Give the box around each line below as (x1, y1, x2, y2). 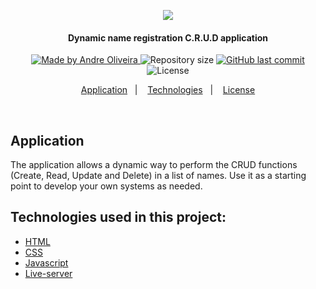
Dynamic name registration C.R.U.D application (67, 31, 269, 44)
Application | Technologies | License (80, 84, 256, 96)
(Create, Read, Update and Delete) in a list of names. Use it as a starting (10, 170, 307, 182)
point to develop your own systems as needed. (10, 180, 203, 192)
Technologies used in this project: (10, 209, 227, 226)
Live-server (24, 267, 73, 279)
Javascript (24, 256, 69, 269)
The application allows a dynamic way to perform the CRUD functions (10, 159, 298, 171)
